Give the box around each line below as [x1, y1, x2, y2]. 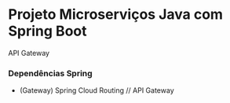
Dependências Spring [8, 68, 93, 79]
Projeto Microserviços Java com [8, 6, 224, 24]
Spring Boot [8, 22, 87, 40]
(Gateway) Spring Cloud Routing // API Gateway [19, 86, 174, 95]
